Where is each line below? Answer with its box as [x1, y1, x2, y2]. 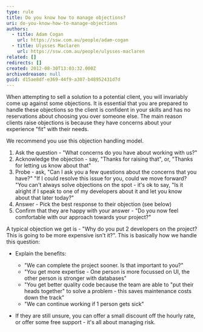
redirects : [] [6, 59, 42, 66]
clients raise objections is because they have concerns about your [6, 119, 171, 126]
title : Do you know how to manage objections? [6, 15, 126, 21]
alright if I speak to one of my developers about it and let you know [15, 188, 182, 195]
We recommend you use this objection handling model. [6, 137, 144, 144]
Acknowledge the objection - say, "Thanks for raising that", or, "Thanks [15, 155, 193, 163]
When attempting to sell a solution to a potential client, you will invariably [6, 93, 188, 101]
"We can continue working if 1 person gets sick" [24, 300, 144, 308]
